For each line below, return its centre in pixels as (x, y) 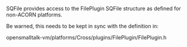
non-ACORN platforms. (34, 15)
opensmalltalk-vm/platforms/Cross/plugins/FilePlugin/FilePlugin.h (86, 37)
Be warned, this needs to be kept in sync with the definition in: (83, 26)
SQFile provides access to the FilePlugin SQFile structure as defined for (93, 9)
